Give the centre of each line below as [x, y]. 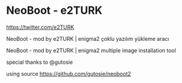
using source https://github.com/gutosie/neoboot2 [69, 73]
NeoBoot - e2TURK [54, 11]
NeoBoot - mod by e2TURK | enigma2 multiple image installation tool [91, 50]
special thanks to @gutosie [40, 62]
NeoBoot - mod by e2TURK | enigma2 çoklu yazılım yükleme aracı [88, 38]
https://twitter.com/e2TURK [40, 27]
